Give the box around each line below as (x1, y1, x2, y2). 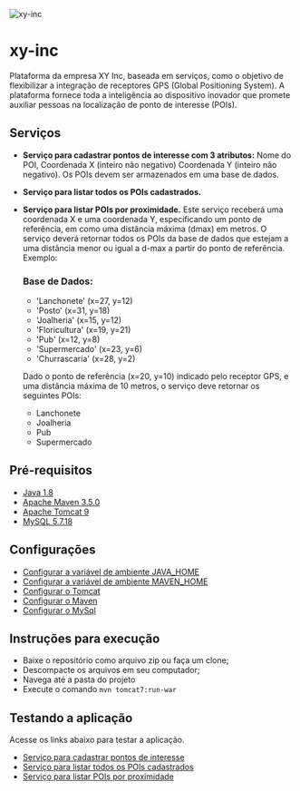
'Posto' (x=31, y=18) (35, 305, 111, 317)
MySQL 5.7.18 (22, 515, 73, 526)
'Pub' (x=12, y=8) (35, 334, 101, 345)
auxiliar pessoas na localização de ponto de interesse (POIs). (9, 99, 237, 110)
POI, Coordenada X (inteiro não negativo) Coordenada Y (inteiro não (22, 159, 277, 170)
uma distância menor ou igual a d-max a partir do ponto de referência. (22, 242, 285, 253)
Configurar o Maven (22, 595, 98, 606)
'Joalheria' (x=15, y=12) (35, 315, 122, 326)
